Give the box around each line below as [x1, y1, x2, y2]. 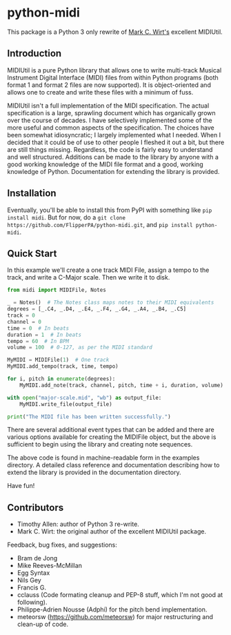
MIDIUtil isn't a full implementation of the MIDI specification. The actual [7, 101, 210, 110]
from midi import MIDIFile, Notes [7, 286, 107, 294]
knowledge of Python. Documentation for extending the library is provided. [7, 167, 220, 175]
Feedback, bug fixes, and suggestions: [7, 540, 117, 549]
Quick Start [7, 247, 57, 260]
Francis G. [17, 583, 47, 592]
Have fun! [7, 482, 35, 490]
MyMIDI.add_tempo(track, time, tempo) [7, 363, 119, 370]
